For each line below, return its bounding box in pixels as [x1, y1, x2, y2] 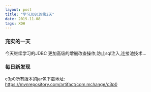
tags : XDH [5, 21, 26, 26]
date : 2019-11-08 [5, 16, 41, 21]
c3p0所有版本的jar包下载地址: [5, 76, 65, 82]
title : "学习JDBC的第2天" [5, 12, 55, 17]
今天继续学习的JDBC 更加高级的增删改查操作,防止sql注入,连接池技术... [5, 50, 147, 56]
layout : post [5, 7, 32, 12]
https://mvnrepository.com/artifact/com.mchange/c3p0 [5, 81, 118, 87]
